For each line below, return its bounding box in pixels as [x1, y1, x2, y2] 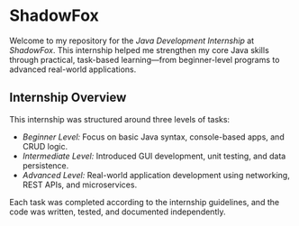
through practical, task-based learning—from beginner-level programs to [9, 54, 280, 65]
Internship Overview [9, 90, 127, 105]
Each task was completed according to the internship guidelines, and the [9, 196, 280, 207]
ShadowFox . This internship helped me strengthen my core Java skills [9, 44, 270, 55]
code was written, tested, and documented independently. [9, 206, 226, 217]
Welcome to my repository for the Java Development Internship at [9, 35, 255, 46]
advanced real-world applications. [9, 64, 137, 75]
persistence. [22, 159, 69, 171]
